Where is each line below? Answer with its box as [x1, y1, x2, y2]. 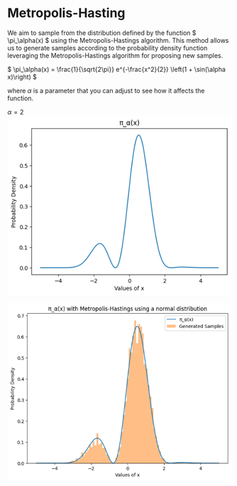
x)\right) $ [7, 73, 38, 81]
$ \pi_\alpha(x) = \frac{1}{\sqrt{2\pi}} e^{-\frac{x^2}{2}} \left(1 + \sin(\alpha [7, 65, 226, 73]
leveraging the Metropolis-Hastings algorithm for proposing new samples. [7, 51, 224, 60]
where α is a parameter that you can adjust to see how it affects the [7, 86, 205, 95]
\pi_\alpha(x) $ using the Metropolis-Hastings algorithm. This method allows [7, 36, 229, 44]
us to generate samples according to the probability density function [7, 43, 208, 52]
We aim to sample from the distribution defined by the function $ [7, 28, 197, 37]
